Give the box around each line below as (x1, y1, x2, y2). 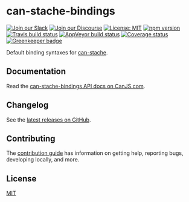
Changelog (6, 100, 49, 110)
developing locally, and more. (6, 156, 80, 163)
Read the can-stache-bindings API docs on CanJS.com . (6, 82, 146, 90)
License (6, 174, 37, 184)
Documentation (6, 67, 66, 77)
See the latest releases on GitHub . (6, 116, 91, 123)
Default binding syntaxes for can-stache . (6, 48, 108, 56)
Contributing (6, 133, 56, 143)
